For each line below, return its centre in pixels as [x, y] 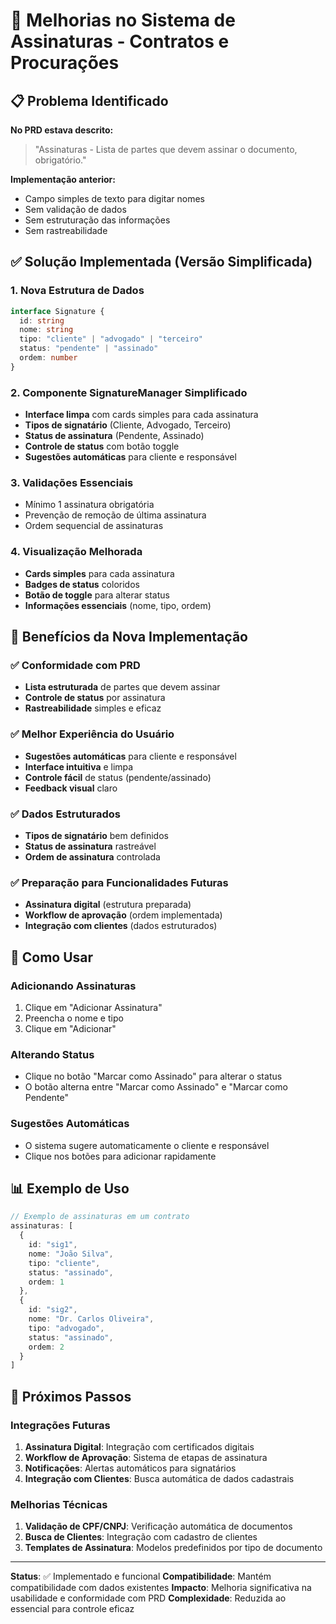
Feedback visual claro [71, 788]
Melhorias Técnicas [59, 1504]
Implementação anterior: [63, 179]
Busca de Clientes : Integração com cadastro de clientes [141, 1537]
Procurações [65, 63]
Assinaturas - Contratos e [120, 41]
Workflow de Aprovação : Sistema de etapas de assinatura [146, 1457]
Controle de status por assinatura [95, 698]
